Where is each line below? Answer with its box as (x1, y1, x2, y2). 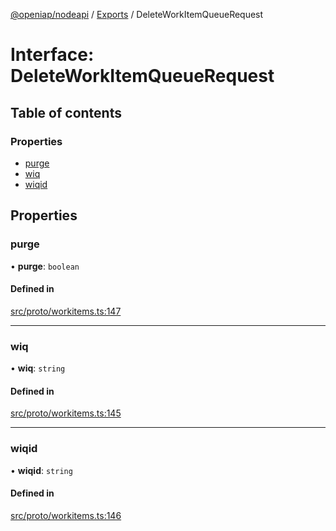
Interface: (10, 44, 95, 66)
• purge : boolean (10, 260, 80, 272)
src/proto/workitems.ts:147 (10, 305, 122, 317)
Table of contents (10, 104, 122, 121)
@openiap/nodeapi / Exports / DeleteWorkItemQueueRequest (10, 9, 264, 20)
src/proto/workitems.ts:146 (10, 509, 122, 521)
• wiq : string (10, 362, 66, 374)
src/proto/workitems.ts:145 (10, 407, 122, 419)
